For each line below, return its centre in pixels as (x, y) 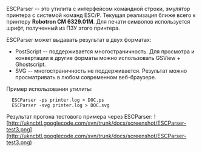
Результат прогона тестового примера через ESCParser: (79, 117)
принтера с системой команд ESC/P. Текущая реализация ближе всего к (101, 15)
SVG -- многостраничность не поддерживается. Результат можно (101, 71)
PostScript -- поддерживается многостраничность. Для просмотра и (105, 51)
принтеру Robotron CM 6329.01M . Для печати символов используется (98, 21)
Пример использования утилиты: (49, 89)
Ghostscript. (31, 64)
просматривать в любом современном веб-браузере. (86, 77)
